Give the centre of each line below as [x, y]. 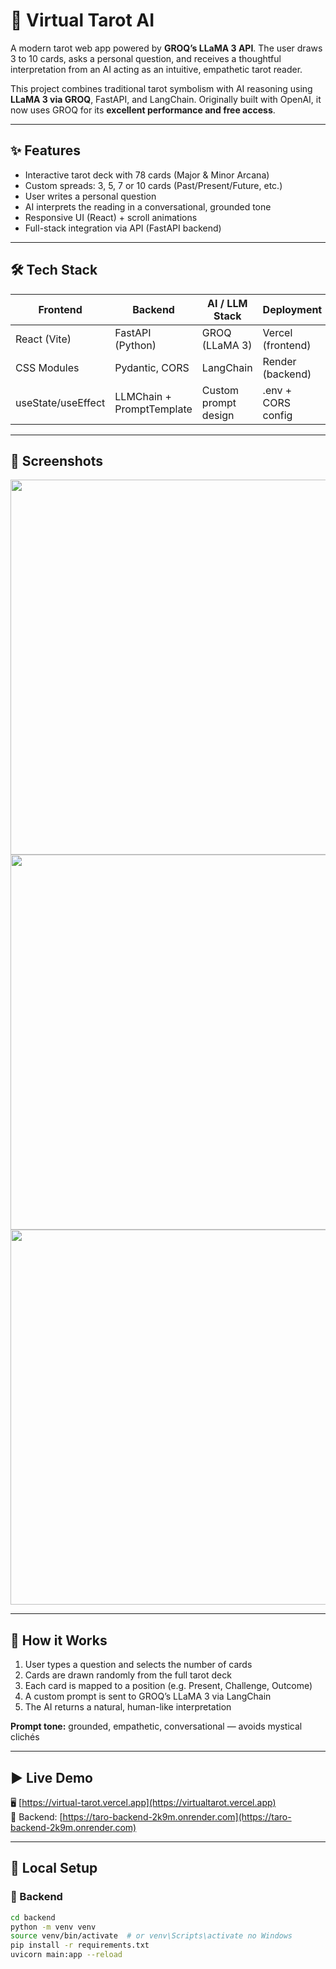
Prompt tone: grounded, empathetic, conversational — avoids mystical [156, 1726]
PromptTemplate [153, 409]
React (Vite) [43, 339]
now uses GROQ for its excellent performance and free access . [143, 110]
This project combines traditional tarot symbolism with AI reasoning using [161, 88]
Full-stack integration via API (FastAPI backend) [123, 228]
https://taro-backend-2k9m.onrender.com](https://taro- [177, 1817]
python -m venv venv [53, 1927]
